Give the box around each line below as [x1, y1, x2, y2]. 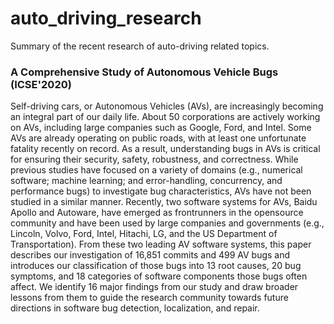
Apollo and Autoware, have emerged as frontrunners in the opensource [10, 207, 304, 219]
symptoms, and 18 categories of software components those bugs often [10, 270, 308, 282]
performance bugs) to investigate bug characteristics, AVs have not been [10, 185, 312, 197]
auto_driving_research [10, 7, 202, 30]
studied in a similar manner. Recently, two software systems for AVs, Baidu [10, 196, 318, 208]
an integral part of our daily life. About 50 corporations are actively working [10, 111, 321, 123]
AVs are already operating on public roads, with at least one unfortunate [10, 132, 307, 144]
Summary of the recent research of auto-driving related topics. [10, 40, 270, 52]
